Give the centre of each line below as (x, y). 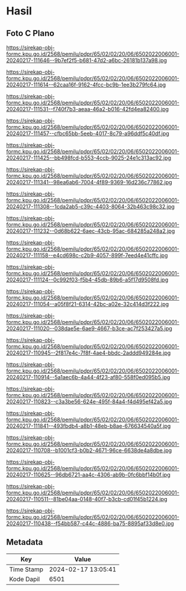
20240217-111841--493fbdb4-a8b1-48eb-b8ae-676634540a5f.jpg (88, 426)
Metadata (25, 542)
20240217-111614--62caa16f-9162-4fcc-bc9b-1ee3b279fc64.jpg (86, 85)
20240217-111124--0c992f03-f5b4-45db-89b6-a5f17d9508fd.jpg (87, 280)
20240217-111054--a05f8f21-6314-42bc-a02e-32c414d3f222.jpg (88, 304)
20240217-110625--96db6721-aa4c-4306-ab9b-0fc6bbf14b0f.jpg (88, 475)
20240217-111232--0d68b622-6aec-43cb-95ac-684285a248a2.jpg (91, 231)
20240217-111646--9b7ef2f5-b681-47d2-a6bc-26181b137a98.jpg (87, 60)
